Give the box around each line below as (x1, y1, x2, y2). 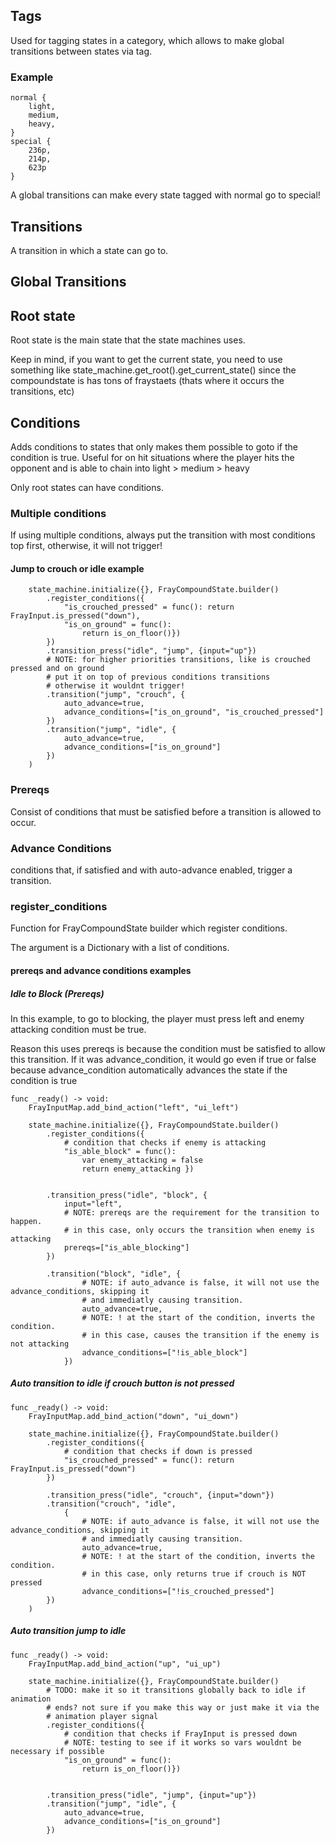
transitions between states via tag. (10, 45, 153, 57)
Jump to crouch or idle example (10, 562, 145, 574)
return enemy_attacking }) (81, 1164, 195, 1174)
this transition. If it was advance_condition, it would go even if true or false (10, 1053, 317, 1065)
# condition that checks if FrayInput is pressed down (63, 1729, 298, 1739)
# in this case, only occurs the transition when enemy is (63, 1225, 315, 1235)
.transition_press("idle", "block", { (46, 1190, 208, 1200)
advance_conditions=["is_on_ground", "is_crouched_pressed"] (63, 707, 325, 718)
